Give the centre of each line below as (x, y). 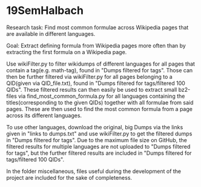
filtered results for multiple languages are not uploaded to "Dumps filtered (98, 146)
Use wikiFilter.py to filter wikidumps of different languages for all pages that (101, 64)
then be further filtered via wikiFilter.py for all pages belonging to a (89, 76)
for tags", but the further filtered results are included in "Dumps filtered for (99, 153)
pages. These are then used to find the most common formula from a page (99, 109)
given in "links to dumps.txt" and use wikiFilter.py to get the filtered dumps (99, 134)
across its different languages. (44, 115)
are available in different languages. (51, 33)
